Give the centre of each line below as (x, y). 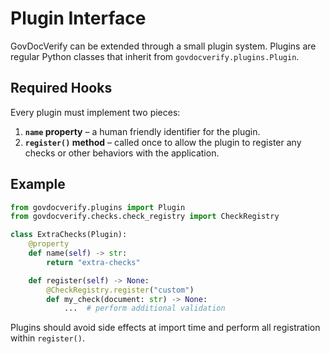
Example (38, 184)
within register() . (47, 338)
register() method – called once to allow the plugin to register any (163, 142)
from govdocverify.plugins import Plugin (98, 207)
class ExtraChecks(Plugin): (69, 235)
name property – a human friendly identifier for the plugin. (142, 131)
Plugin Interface (78, 18)
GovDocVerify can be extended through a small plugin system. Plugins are (163, 46)
